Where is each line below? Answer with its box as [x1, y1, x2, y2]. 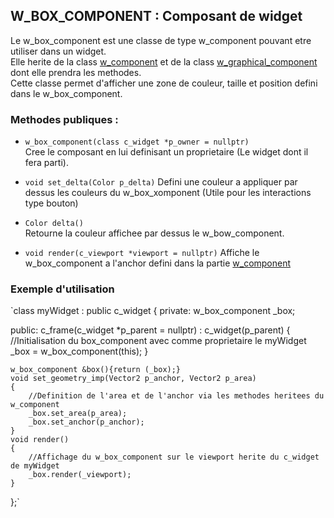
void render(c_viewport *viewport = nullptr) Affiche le [24, 247, 260, 259]
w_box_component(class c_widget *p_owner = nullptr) [24, 137, 250, 148]
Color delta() [24, 219, 84, 229]
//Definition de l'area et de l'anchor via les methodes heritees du [28, 391, 325, 401]
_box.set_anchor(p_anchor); [28, 417, 145, 428]
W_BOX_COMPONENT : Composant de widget [10, 8, 303, 25]
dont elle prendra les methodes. [10, 66, 142, 78]
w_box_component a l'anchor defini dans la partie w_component [24, 257, 292, 269]
